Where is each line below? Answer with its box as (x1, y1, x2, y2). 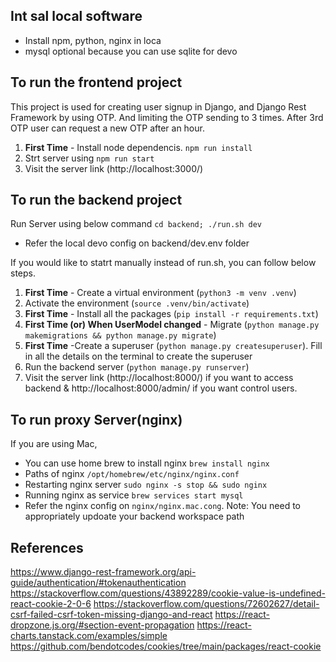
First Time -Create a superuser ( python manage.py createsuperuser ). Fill (24, 340, 323, 352)
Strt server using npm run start (24, 152, 155, 164)
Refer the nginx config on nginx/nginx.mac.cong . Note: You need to (24, 500, 301, 512)
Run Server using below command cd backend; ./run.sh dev (10, 218, 262, 230)
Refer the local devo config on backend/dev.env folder (24, 237, 250, 249)
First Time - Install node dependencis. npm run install (24, 141, 253, 153)
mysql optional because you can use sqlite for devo (24, 45, 238, 57)
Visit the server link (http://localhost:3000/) (24, 162, 204, 174)
